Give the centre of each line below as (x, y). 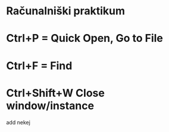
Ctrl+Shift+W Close (56, 93)
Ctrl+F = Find (39, 65)
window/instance (50, 105)
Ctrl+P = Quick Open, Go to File (85, 39)
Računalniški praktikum (66, 11)
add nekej (18, 122)
